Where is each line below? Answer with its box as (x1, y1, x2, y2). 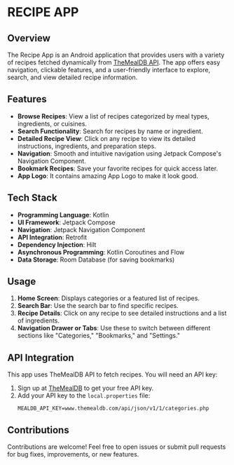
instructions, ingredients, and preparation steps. (17, 142, 156, 150)
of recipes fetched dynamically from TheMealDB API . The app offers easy (7, 58, 221, 67)
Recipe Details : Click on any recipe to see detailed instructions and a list (17, 309, 227, 318)
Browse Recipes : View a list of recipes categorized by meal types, (17, 112, 209, 120)
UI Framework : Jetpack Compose (17, 218, 116, 227)
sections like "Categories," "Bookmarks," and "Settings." (17, 331, 181, 340)
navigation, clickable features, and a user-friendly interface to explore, (7, 66, 211, 74)
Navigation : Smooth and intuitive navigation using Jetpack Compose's (17, 149, 222, 158)
